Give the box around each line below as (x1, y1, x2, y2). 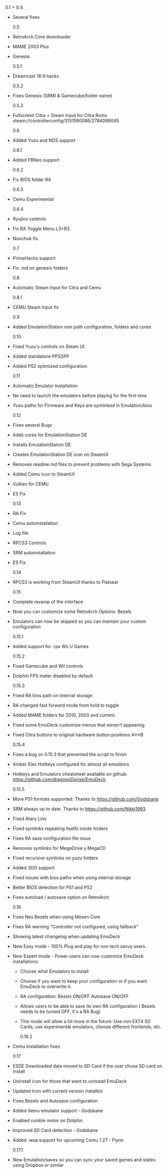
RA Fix (12, 510, 26, 516)
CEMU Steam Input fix (12, 304, 59, 310)
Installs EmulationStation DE (12, 442, 71, 447)
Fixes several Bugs (12, 422, 52, 428)
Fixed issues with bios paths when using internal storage (12, 875, 131, 881)
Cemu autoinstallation (12, 520, 58, 526)
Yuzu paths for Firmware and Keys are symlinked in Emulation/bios (12, 402, 152, 408)
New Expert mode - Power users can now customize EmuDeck (12, 953, 144, 959)
